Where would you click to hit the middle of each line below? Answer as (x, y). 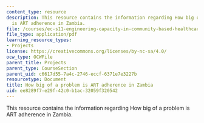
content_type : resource (36, 12)
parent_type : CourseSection (42, 68)
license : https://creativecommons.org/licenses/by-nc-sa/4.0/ (87, 52)
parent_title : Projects (36, 62)
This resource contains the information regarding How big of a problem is (98, 108)
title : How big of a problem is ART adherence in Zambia (80, 85)
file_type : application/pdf (42, 35)
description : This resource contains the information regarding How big (100, 18)
